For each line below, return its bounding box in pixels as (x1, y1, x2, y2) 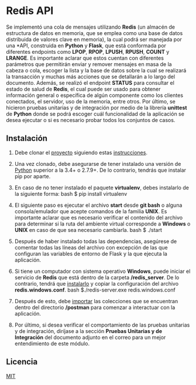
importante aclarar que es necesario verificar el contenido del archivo (14, 214, 183, 221)
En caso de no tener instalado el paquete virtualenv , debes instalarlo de (14, 184, 189, 191)
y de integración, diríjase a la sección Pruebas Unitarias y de (14, 327, 163, 334)
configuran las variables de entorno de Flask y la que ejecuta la (14, 250, 168, 257)
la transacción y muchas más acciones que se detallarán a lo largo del (6, 73, 176, 80)
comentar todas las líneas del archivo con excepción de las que (14, 244, 168, 251)
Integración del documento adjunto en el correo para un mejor (14, 334, 166, 341)
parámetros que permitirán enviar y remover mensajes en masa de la (6, 60, 172, 68)
